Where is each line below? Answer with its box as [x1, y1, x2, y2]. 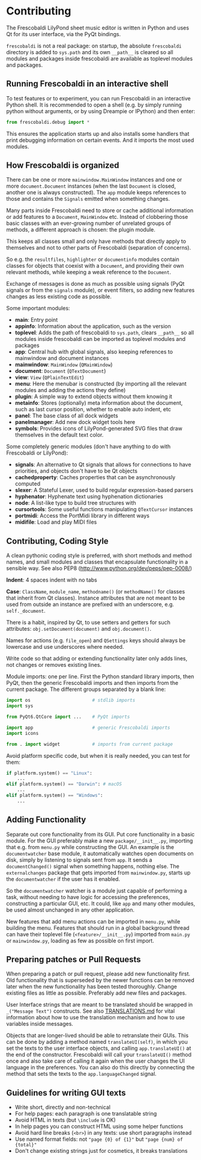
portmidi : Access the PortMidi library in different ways [14, 512, 150, 520]
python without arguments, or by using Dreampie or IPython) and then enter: [6, 107, 196, 115]
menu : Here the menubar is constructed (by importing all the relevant [14, 380, 187, 387]
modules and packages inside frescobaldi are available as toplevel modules [6, 55, 193, 62]
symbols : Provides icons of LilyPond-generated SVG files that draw [14, 425, 183, 432]
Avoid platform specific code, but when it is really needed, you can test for [6, 752, 190, 759]
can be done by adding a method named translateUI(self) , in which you [6, 1039, 188, 1046]
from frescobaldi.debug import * [6, 119, 90, 125]
